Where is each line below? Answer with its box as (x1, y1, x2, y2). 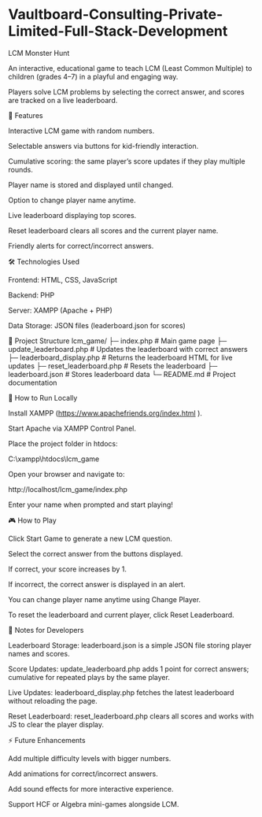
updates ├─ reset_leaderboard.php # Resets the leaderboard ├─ (8, 360, 218, 371)
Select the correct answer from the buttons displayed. (8, 549, 183, 558)
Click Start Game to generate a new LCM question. (8, 534, 173, 543)
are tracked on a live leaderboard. (8, 95, 118, 105)
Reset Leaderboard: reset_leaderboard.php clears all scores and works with (8, 711, 254, 721)
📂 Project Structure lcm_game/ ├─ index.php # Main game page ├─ (8, 336, 227, 346)
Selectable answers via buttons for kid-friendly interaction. (8, 141, 199, 150)
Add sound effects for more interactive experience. (8, 784, 174, 793)
